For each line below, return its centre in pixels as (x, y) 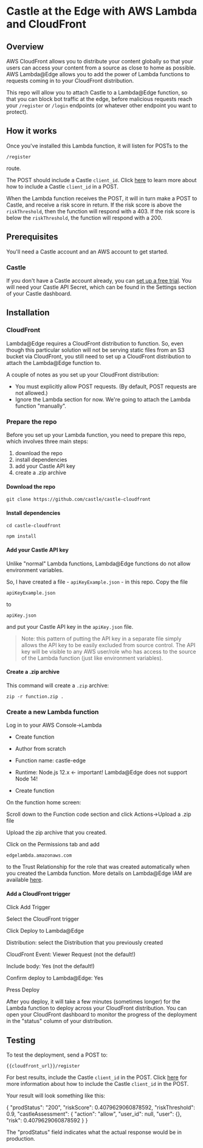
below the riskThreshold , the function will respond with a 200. (84, 218)
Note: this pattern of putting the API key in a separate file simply (101, 639)
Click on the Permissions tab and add (53, 845)
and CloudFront (46, 24)
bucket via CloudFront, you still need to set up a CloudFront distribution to (99, 356)
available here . (25, 880)
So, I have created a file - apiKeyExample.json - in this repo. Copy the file (97, 582)
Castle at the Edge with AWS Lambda (102, 11)
